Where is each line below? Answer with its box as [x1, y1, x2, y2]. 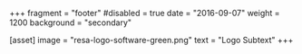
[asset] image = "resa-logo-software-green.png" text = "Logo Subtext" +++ [9, 35, 294, 45]
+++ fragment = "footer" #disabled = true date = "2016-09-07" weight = [9, 8, 280, 18]
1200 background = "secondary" [9, 17, 132, 28]
